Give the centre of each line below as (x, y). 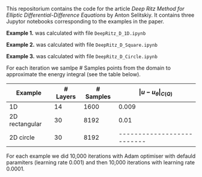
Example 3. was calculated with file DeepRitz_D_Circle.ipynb (82, 56)
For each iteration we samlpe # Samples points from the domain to (89, 68)
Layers (66, 97)
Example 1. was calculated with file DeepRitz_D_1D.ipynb (76, 33)
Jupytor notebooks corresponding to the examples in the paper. (85, 21)
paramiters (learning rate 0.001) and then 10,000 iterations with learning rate (101, 162)
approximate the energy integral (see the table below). (74, 74)
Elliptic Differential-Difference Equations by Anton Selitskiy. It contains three (100, 15)
